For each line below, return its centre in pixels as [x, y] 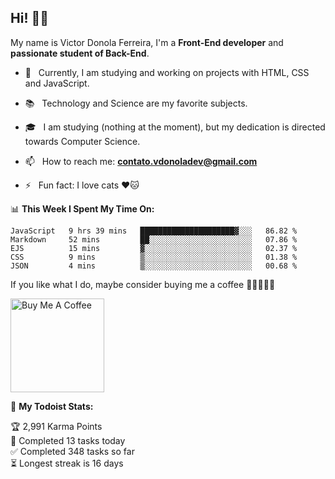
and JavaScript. [57, 83]
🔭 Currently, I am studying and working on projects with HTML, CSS [167, 72]
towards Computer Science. [82, 141]
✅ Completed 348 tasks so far [72, 451]
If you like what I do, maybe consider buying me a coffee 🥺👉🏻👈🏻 [143, 284]
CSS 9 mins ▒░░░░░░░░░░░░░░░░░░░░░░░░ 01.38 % [154, 257]
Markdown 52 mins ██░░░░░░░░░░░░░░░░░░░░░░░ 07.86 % [154, 239]
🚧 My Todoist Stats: [52, 406]
